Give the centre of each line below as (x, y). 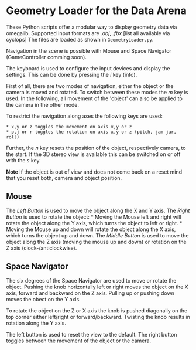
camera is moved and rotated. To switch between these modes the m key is (97, 92)
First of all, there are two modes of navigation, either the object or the (90, 86)
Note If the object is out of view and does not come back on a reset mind (94, 172)
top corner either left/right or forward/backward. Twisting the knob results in (98, 317)
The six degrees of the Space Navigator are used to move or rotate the (91, 280)
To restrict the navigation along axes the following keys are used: (84, 116)
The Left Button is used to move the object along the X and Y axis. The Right (98, 210)
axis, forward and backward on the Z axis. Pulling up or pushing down (90, 293)
